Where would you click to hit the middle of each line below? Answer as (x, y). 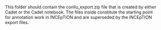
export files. (17, 22)
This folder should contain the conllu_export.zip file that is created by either (81, 7)
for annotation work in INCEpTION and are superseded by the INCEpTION (79, 17)
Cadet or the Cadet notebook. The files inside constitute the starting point (79, 12)
